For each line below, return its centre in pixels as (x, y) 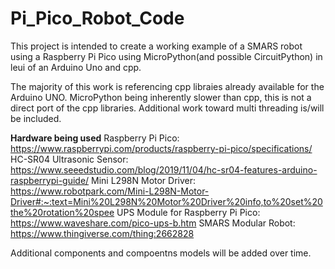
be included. (36, 118)
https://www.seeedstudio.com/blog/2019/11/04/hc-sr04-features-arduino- (164, 169)
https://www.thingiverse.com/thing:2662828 (102, 233)
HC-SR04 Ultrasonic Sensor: (69, 159)
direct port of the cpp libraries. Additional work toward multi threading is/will (167, 108)
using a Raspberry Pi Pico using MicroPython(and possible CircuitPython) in (166, 56)
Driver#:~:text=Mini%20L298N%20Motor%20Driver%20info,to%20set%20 (166, 201)
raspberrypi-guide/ (50, 180)
